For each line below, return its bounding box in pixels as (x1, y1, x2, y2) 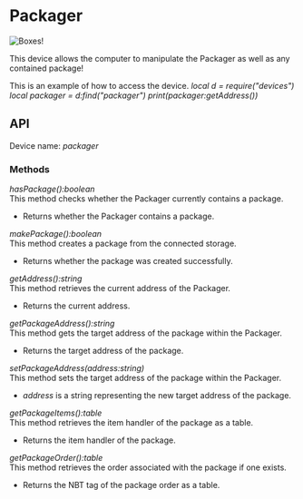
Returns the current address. (22, 300, 131, 311)
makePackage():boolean (9, 229, 103, 240)
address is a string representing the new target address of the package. (22, 390, 292, 401)
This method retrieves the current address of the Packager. (9, 283, 231, 294)
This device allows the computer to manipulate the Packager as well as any (9, 53, 290, 64)
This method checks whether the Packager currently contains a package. (9, 193, 284, 204)
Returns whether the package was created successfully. (22, 256, 233, 267)
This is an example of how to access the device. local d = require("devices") (9, 80, 295, 91)
